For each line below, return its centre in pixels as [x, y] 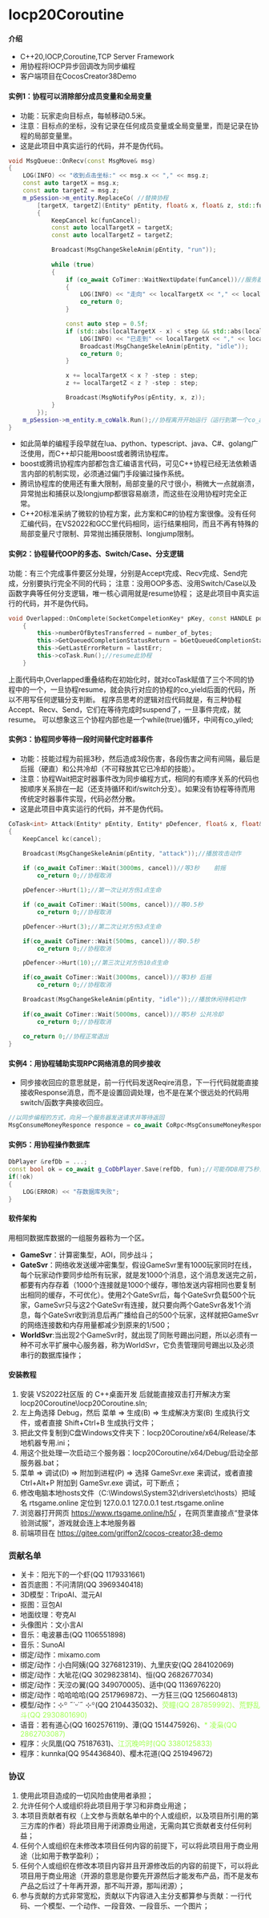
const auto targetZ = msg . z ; [71, 191]
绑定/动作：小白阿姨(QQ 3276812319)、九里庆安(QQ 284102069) [127, 1665]
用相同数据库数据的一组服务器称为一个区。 [78, 1237]
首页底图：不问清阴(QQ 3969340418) [82, 1584]
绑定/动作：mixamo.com [60, 1655]
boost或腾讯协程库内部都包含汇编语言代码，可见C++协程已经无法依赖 [134, 463]
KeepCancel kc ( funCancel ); [96, 221]
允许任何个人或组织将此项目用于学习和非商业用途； [104, 1805]
